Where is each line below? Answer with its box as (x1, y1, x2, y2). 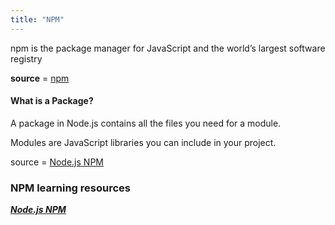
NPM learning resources (10, 181, 131, 195)
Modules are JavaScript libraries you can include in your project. (10, 136, 277, 148)
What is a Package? (10, 95, 94, 107)
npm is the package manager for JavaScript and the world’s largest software (10, 42, 326, 54)
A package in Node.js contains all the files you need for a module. (10, 117, 282, 129)
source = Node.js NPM (10, 156, 104, 168)
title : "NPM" (10, 14, 65, 25)
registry (10, 52, 43, 65)
